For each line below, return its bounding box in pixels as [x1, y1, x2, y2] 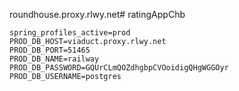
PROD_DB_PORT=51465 [9, 45, 91, 55]
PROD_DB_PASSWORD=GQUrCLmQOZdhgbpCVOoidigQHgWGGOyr [9, 63, 229, 73]
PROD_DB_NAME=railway [9, 54, 100, 64]
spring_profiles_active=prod [9, 28, 131, 38]
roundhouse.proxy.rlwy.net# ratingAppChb [9, 9, 186, 20]
